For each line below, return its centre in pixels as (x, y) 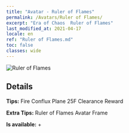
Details (19, 87)
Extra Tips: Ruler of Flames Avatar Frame (57, 113)
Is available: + (24, 124)
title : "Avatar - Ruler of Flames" (50, 12)
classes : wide (24, 51)
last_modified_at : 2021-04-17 (44, 28)
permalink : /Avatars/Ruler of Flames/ (54, 17)
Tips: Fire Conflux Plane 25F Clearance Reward (65, 101)
